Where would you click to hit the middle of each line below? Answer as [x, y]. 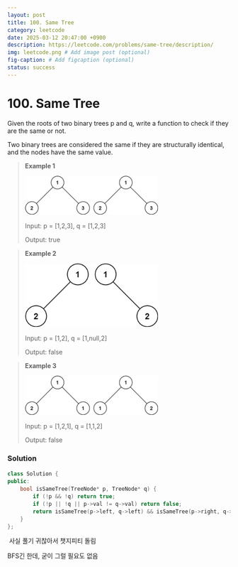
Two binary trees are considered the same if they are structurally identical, [116, 144]
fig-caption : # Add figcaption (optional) [71, 60]
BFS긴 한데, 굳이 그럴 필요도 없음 [53, 556]
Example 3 [40, 366]
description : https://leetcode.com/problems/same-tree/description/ [110, 45]
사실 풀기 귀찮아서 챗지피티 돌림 [53, 541]
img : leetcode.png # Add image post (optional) [79, 53]
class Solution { [33, 474]
